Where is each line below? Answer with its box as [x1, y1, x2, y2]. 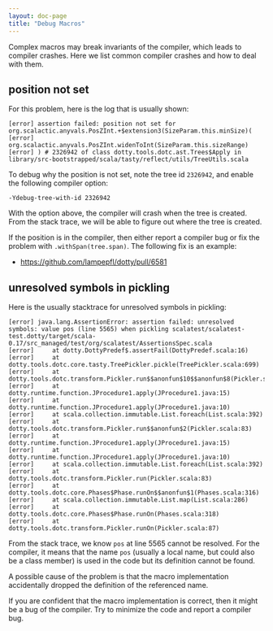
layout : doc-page [8, 11, 67, 20]
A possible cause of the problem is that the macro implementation [8, 572, 229, 581]
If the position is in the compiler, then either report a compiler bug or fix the [8, 233, 260, 242]
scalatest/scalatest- [171, 325, 245, 333]
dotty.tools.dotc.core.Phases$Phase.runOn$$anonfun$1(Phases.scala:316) [8, 489, 260, 497]
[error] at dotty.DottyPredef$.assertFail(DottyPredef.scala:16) [8, 346, 249, 355]
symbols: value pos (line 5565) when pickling [8, 325, 169, 333]
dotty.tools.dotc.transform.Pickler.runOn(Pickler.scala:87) [8, 524, 220, 533]
